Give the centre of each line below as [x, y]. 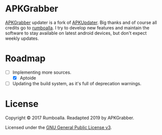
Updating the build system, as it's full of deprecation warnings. [77, 83]
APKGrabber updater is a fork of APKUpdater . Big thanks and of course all [81, 22]
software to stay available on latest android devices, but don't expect [76, 33]
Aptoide [28, 78]
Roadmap [25, 59]
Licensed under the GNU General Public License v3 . [59, 127]
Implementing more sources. [42, 72]
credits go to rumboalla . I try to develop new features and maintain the [77, 27]
